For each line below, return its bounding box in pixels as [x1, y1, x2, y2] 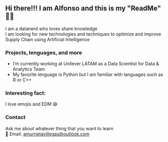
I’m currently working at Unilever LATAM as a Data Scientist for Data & [12, 61, 159, 67]
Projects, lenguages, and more [5, 49, 82, 56]
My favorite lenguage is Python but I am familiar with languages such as [12, 71, 163, 78]
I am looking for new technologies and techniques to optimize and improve [5, 31, 161, 37]
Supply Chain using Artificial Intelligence [5, 36, 90, 42]
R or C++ [12, 77, 32, 83]
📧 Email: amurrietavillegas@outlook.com [5, 131, 90, 137]
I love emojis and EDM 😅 [5, 101, 58, 107]
